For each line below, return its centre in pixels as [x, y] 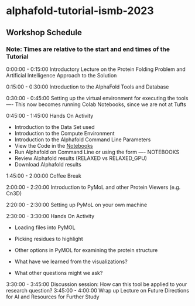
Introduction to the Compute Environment [64, 133]
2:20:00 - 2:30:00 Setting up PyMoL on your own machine [77, 205]
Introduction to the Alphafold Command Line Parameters [83, 140]
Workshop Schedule [44, 33]
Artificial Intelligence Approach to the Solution [61, 75]
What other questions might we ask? [59, 273]
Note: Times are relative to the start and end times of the [88, 49]
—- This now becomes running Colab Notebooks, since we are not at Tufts [96, 104]
